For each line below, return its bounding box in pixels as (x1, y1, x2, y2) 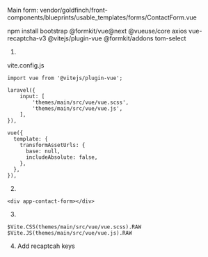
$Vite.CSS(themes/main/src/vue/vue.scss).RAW (7, 224, 141, 231)
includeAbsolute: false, (25, 154, 98, 161)
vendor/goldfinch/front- (39, 6, 108, 14)
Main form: (7, 6, 39, 14)
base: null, (25, 148, 61, 155)
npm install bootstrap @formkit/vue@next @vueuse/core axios (7, 27, 188, 35)
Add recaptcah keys (17, 242, 75, 250)
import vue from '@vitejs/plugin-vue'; (7, 75, 123, 81)
